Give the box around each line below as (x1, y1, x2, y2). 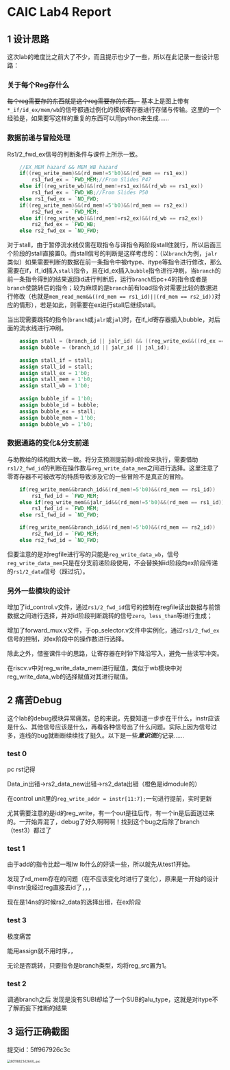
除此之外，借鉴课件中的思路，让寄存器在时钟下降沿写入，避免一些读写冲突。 (7, 650, 223, 658)
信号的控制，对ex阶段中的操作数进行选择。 (7, 635, 128, 643)
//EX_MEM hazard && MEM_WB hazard (19, 163, 118, 170)
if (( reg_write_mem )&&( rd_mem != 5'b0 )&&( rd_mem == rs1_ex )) (19, 170, 188, 177)
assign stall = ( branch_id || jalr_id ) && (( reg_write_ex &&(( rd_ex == (19, 338, 225, 345)
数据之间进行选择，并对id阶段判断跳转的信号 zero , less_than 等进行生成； (7, 612, 214, 620)
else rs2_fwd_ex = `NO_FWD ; (19, 227, 99, 234)
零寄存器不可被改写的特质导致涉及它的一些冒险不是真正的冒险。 (7, 472, 187, 481)
